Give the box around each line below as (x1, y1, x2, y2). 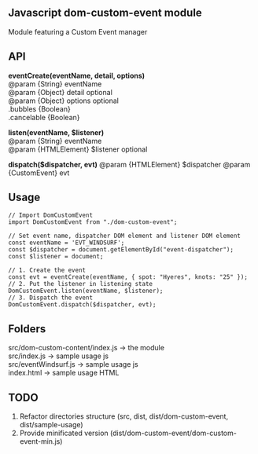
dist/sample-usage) (19, 420, 84, 430)
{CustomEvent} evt (8, 168, 70, 178)
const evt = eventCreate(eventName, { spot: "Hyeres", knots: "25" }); (8, 273, 248, 281)
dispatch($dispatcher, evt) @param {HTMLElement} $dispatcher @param (8, 159, 251, 169)
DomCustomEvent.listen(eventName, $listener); (8, 287, 164, 295)
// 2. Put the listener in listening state (8, 280, 153, 288)
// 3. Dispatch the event (8, 294, 93, 302)
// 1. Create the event (8, 266, 87, 274)
